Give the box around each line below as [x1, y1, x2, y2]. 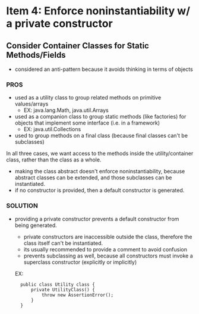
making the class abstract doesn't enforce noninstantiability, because [14, 168, 185, 175]
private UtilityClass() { [30, 287, 95, 293]
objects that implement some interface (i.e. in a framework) [14, 119, 160, 126]
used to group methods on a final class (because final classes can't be [14, 132, 188, 139]
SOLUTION [6, 201, 39, 210]
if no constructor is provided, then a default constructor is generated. [14, 186, 185, 194]
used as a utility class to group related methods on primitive [14, 94, 162, 101]
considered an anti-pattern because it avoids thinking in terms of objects [14, 66, 193, 73]
